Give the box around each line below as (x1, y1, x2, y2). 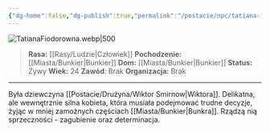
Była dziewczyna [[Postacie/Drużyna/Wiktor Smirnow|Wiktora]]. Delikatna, (8, 89, 256, 98)
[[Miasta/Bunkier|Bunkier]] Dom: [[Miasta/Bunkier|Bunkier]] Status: (27, 58, 253, 67)
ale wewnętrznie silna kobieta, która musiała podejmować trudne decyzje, (8, 98, 253, 107)
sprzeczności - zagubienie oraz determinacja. (8, 114, 161, 124)
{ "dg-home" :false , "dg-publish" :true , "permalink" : (8, 11, 178, 20)
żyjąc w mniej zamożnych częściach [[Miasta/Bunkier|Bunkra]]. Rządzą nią (8, 106, 257, 116)
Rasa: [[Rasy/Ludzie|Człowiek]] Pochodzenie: (27, 49, 182, 58)
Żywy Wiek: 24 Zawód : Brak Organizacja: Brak (27, 66, 186, 76)
